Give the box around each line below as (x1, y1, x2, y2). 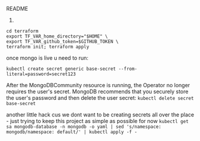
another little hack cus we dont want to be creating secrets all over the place (6, 111, 195, 118)
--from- (118, 66, 137, 72)
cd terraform (6, 28, 39, 34)
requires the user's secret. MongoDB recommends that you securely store (6, 88, 189, 95)
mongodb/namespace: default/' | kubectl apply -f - (6, 129, 137, 135)
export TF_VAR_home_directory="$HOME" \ (6, 33, 109, 39)
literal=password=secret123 (6, 71, 76, 77)
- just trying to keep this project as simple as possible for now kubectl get (6, 118, 189, 124)
